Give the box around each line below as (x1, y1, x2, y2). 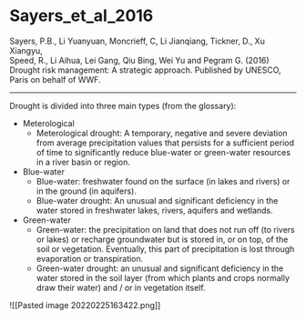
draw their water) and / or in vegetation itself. (36, 282, 207, 293)
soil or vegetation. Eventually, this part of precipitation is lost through (36, 243, 295, 255)
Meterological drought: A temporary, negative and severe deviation (36, 127, 289, 138)
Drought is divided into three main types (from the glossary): (9, 100, 237, 111)
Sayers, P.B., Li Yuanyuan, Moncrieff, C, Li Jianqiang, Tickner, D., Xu (9, 35, 266, 46)
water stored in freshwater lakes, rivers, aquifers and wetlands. (36, 205, 273, 215)
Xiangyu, (9, 45, 43, 55)
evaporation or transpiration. (36, 253, 144, 264)
